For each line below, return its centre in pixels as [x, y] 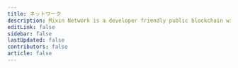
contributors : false [38, 47]
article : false [30, 54]
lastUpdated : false [36, 40]
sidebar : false [30, 34]
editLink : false [31, 27]
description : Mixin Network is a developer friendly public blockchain [115, 21]
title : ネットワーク [34, 14]
